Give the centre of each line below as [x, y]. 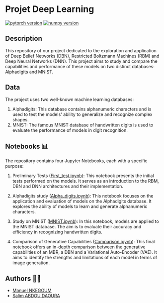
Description [24, 39]
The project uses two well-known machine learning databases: [70, 99]
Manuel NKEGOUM [32, 291]
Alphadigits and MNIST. [29, 72]
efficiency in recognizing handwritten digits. [57, 232]
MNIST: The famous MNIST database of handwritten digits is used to [83, 125]
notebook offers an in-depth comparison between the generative [79, 247]
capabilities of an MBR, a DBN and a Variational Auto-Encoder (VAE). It [84, 252]
